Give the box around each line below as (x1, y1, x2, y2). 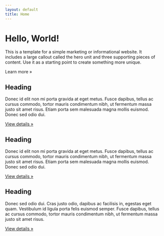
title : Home (5, 12, 29, 17)
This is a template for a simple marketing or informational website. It (5, 49, 142, 55)
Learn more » (5, 69, 32, 75)
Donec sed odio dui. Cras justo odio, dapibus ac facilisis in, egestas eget (5, 200, 152, 206)
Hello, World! (5, 33, 60, 44)
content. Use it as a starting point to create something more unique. (5, 59, 141, 65)
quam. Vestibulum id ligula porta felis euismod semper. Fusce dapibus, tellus (5, 206, 160, 212)
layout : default (5, 7, 38, 12)
